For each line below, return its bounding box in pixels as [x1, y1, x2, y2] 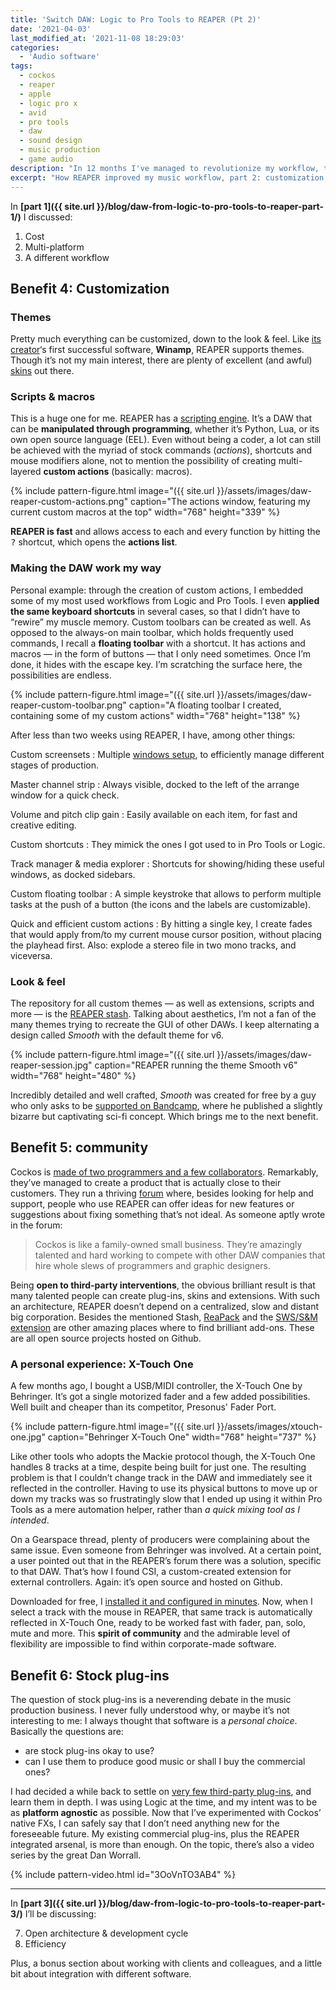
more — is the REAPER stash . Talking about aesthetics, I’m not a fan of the [10, 1008, 317, 1020]
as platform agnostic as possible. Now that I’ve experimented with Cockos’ [10, 1807, 322, 1818]
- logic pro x [19, 98, 78, 108]
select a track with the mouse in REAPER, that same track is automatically [10, 1606, 313, 1618]
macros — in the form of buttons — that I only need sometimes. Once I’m [10, 647, 311, 660]
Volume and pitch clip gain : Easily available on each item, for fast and [10, 808, 298, 820]
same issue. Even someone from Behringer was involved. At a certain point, [10, 1544, 322, 1556]
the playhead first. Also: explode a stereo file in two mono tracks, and [10, 939, 297, 951]
